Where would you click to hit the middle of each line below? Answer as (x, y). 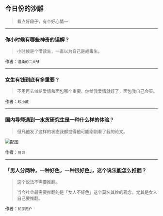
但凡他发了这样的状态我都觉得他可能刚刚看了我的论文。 (72, 131)
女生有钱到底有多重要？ (32, 80)
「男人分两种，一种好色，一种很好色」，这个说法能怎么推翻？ (76, 170)
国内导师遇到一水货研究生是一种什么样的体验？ (60, 120)
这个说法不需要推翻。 (38, 182)
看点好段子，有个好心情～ (42, 21)
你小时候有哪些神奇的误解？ (37, 39)
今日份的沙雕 (24, 9)
